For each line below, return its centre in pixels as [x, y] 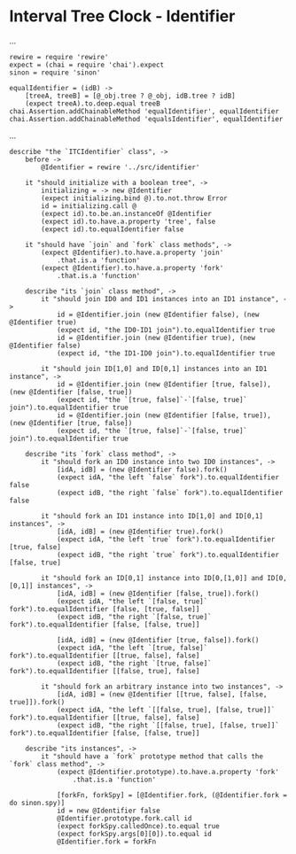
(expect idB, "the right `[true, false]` [134, 663]
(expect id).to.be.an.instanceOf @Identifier [127, 213]
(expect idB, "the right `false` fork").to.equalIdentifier [170, 493]
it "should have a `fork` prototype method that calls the [152, 756]
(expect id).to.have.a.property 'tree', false [129, 221]
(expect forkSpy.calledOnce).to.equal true [138, 826]
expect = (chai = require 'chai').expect [87, 65]
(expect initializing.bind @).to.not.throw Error [134, 198]
